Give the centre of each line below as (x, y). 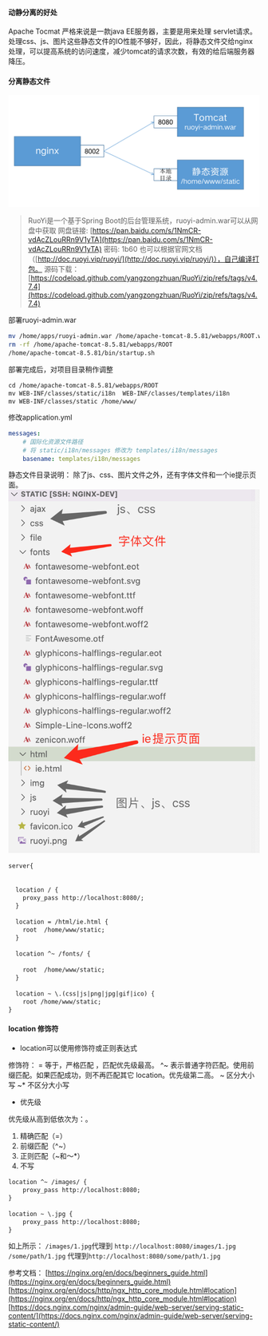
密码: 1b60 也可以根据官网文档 (153, 249)
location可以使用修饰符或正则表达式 (79, 1048)
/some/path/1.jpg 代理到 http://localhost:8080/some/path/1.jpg (114, 1255)
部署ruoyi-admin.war (43, 320)
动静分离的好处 (33, 12)
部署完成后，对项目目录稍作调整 (61, 369)
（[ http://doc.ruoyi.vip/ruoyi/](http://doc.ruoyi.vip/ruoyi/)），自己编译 (140, 259)
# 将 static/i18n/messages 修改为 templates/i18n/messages (120, 450)
